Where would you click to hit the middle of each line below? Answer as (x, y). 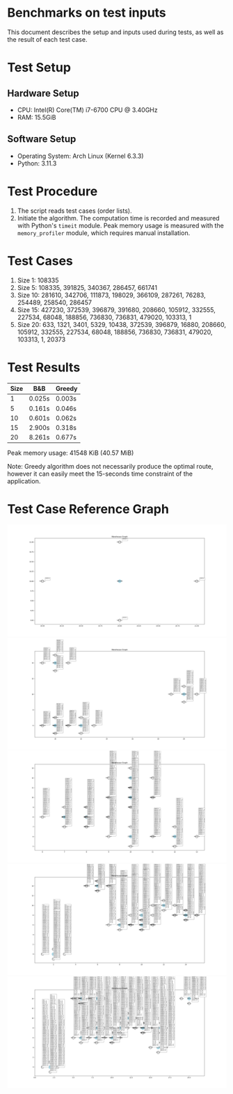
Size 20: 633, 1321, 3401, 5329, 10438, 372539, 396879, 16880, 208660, (121, 324)
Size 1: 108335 (38, 280)
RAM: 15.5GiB (37, 117)
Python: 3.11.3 (37, 163)
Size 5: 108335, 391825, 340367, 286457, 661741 (87, 287)
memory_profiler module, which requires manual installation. (104, 233)
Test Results (44, 367)
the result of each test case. (47, 39)
